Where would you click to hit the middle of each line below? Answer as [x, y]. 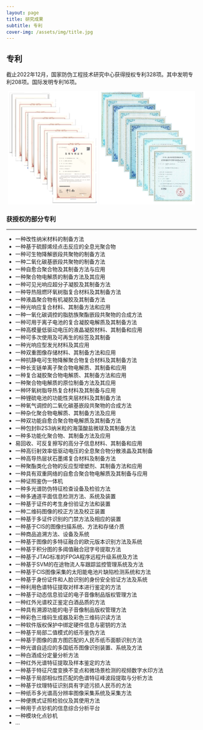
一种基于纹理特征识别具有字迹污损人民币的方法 [73, 686]
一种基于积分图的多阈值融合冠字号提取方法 [68, 549]
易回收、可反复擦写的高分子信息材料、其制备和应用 [79, 443]
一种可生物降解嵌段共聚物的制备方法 [60, 254]
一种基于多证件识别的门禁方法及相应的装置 [68, 519]
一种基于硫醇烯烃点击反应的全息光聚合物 [65, 247]
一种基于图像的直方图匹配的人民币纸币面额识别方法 [79, 640]
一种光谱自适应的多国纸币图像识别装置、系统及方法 [79, 648]
